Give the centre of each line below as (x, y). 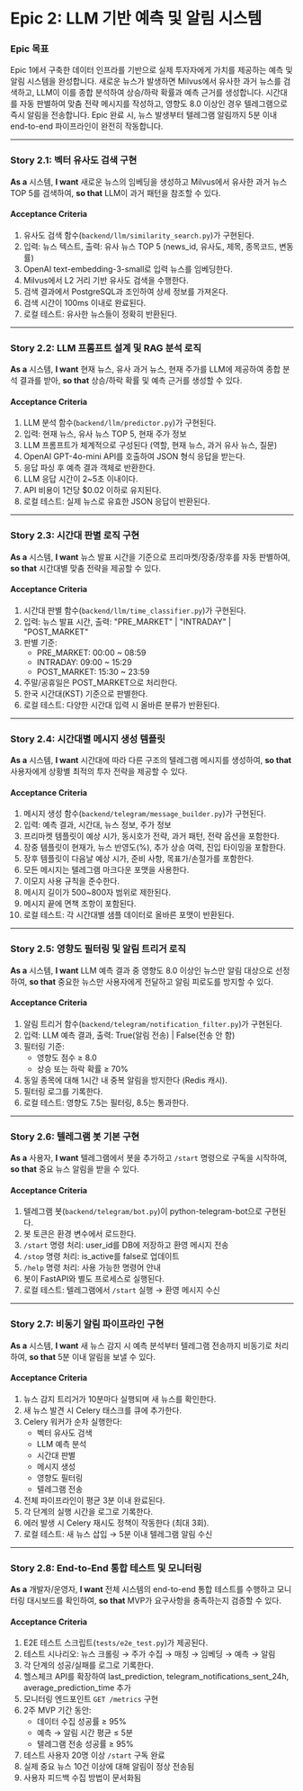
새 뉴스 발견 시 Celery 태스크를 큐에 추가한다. (102, 1410)
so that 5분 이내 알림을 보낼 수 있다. (93, 1356)
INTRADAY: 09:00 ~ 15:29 (85, 661)
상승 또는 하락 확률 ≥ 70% (82, 1068)
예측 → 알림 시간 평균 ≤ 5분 (85, 1732)
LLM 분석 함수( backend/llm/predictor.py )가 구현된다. (120, 423)
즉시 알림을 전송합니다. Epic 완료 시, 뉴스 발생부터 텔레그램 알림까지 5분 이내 (144, 115)
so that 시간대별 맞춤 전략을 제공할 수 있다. (85, 568)
